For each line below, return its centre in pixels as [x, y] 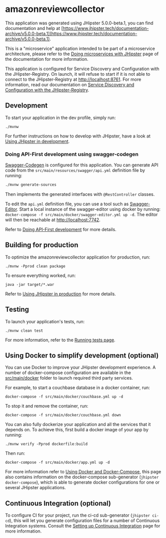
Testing [17, 310]
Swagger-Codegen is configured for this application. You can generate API [82, 165]
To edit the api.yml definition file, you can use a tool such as [67, 204]
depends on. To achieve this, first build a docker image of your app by [77, 430]
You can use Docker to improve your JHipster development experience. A [81, 368]
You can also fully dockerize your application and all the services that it [78, 424]
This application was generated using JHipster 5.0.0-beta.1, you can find [79, 23]
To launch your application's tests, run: [45, 321]
